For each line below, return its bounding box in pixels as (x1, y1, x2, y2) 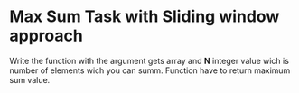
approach (9, 25, 83, 46)
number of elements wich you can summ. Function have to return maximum (9, 65, 291, 76)
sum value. (9, 74, 51, 85)
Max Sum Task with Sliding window (9, 6, 280, 27)
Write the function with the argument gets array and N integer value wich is (9, 55, 289, 66)
